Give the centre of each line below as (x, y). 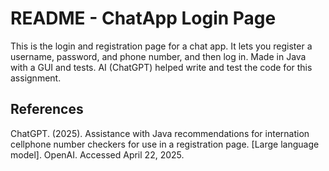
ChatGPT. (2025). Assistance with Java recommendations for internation (160, 133)
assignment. (36, 78)
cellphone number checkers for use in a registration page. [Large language (165, 144)
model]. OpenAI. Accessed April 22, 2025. (97, 154)
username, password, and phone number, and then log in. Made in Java (158, 56)
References (47, 109)
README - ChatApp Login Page (143, 18)
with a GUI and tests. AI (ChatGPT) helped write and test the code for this (161, 67)
